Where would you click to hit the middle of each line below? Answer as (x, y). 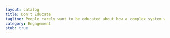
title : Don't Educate (28, 14)
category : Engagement (28, 23)
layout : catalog (22, 10)
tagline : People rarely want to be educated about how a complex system (83, 19)
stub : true (17, 28)
